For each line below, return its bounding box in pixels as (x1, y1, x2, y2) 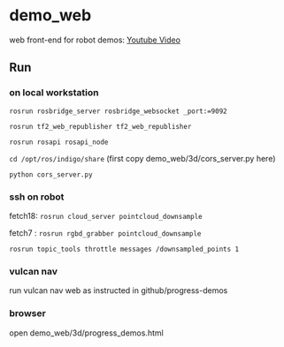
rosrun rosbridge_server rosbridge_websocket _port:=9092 (9, 107, 227, 116)
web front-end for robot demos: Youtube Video (9, 34, 181, 45)
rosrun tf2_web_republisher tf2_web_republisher (9, 122, 192, 131)
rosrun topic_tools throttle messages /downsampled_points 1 (9, 245, 240, 253)
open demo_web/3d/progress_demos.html (9, 328, 164, 338)
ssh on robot (9, 191, 65, 203)
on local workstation (9, 87, 99, 99)
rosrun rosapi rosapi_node (9, 138, 109, 147)
